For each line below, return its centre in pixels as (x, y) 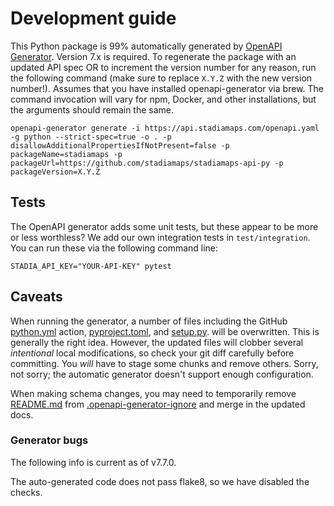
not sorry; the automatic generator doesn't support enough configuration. (162, 374)
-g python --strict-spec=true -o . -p (91, 137)
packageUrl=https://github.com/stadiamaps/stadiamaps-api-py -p (147, 163)
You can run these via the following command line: (114, 248)
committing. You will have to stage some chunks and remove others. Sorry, (164, 363)
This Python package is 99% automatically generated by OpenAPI (146, 46)
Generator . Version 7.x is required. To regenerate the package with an (153, 56)
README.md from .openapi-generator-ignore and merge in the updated (158, 404)
